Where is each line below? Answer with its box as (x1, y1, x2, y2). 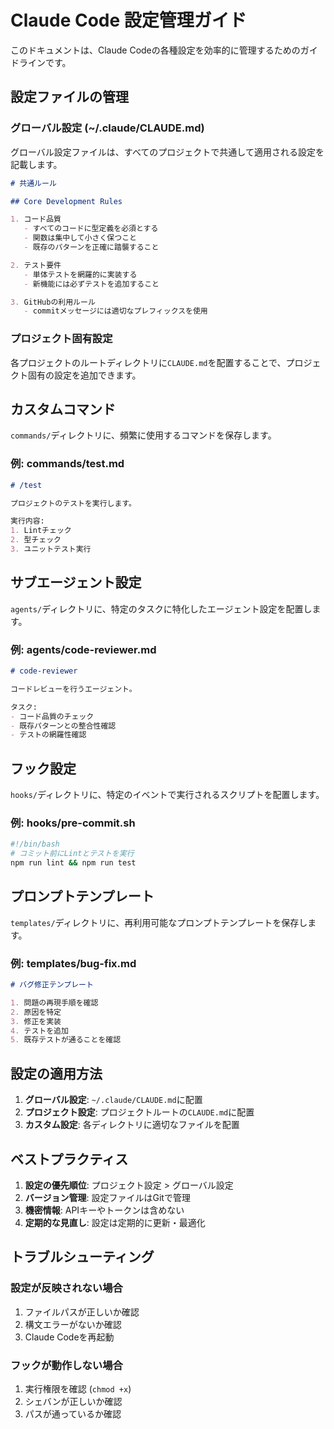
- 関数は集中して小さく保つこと (23, 233, 137, 243)
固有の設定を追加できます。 (27, 369, 142, 381)
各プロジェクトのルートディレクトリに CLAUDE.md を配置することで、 (10, 356, 287, 368)
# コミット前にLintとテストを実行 (10, 849, 135, 859)
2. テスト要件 (10, 260, 62, 270)
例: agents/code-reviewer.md (10, 642, 157, 656)
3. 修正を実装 (10, 1016, 62, 1026)
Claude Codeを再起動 (24, 1331, 115, 1343)
